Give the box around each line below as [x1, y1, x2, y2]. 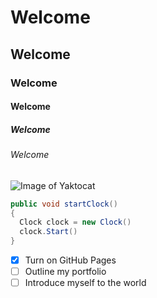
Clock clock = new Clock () [19, 217, 132, 228]
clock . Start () [19, 227, 78, 237]
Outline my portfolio [24, 266, 107, 278]
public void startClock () [10, 199, 118, 209]
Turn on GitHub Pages [24, 254, 117, 266]
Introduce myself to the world [24, 277, 147, 289]
